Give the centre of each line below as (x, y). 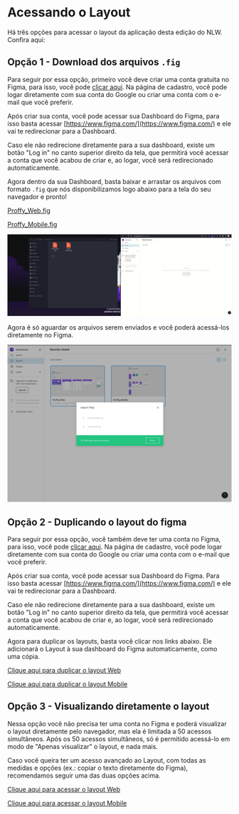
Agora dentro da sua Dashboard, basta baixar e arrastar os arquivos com (115, 181)
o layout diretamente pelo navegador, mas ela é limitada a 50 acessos (110, 731)
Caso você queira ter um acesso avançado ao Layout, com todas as (107, 760)
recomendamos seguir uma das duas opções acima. (84, 775)
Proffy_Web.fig (29, 210)
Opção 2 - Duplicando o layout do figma (97, 522)
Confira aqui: (26, 39)
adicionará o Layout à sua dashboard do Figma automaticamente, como (112, 649)
